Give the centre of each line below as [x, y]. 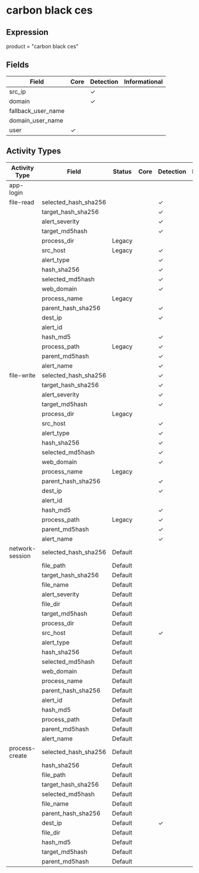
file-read [22, 202]
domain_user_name [36, 120]
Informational [143, 82]
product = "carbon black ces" [42, 46]
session [20, 556]
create [18, 755]
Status [122, 171]
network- [23, 548]
